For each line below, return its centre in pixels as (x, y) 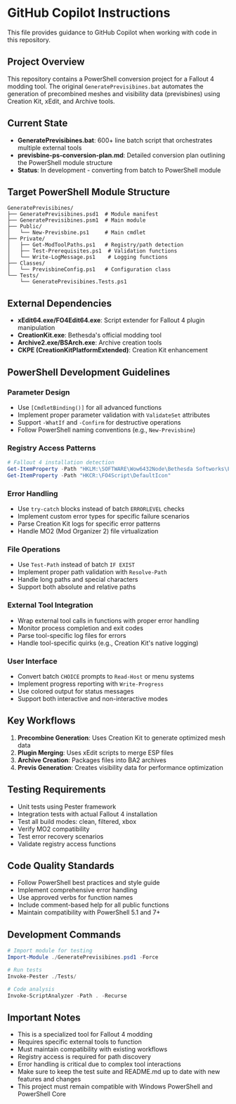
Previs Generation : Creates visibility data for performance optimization (120, 767)
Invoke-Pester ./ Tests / (42, 976)
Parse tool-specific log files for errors (72, 635)
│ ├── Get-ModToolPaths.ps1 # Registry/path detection (96, 245)
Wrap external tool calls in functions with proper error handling (108, 620)
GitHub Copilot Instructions (89, 13)
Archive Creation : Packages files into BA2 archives (92, 760)
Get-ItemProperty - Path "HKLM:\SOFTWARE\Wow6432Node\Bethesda (100, 469)
